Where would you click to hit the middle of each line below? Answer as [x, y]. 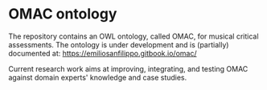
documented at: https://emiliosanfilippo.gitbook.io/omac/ [103, 53]
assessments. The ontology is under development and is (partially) [119, 44]
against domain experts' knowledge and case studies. [98, 77]
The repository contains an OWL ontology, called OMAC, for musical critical [133, 36]
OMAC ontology [63, 14]
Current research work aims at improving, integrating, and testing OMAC [128, 68]
